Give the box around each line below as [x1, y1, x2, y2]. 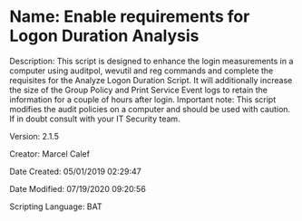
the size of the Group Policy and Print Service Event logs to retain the [9, 84, 268, 95]
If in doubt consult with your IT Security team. [9, 113, 180, 124]
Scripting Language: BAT [9, 201, 102, 212]
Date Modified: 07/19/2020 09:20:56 [9, 183, 147, 194]
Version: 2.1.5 [9, 130, 59, 141]
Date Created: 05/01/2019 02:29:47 [9, 166, 142, 177]
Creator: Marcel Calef [9, 148, 91, 159]
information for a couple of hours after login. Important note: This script [9, 93, 277, 105]
